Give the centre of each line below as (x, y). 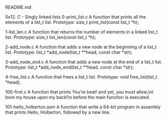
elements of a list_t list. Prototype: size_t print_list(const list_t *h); (72, 22)
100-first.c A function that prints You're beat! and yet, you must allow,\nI (79, 92)
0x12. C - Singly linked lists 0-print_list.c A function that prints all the (75, 17)
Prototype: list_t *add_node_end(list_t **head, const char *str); (69, 67)
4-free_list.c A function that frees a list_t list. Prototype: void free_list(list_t (81, 77)
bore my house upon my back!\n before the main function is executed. (77, 97)
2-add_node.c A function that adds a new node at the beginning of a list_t (81, 47)
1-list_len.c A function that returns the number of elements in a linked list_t (81, 32)
